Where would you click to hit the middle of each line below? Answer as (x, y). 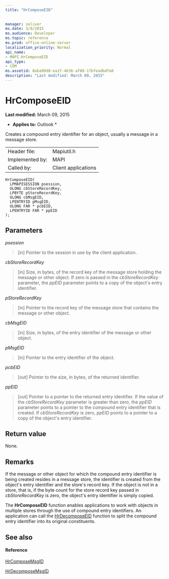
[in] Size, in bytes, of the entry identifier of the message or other (84, 332)
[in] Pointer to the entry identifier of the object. (66, 357)
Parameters (24, 230)
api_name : (16, 52)
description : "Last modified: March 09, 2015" (55, 76)
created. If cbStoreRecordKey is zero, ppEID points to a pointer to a (87, 412)
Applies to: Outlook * (35, 124)
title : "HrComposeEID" (29, 10)
